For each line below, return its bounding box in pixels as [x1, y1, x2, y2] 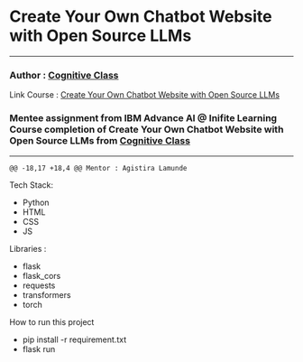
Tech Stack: [9, 179, 54, 190]
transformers [22, 289, 71, 300]
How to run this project [9, 316, 95, 327]
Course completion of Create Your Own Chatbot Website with [9, 124, 284, 136]
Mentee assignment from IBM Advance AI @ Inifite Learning [9, 112, 278, 125]
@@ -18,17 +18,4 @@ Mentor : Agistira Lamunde [9, 163, 188, 172]
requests [22, 280, 56, 291]
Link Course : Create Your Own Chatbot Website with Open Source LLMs [9, 89, 280, 100]
